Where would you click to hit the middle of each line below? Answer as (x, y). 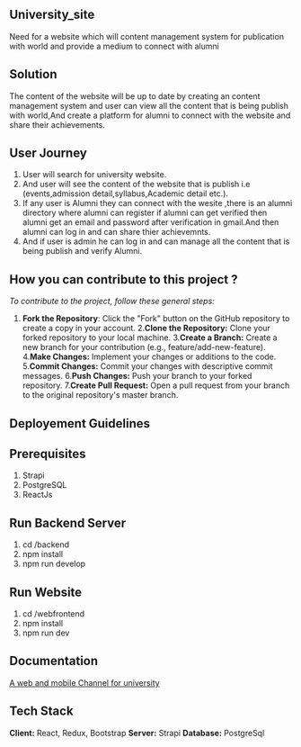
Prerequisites (48, 454)
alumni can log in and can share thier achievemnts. (116, 232)
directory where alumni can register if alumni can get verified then (145, 213)
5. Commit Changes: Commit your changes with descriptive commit (147, 366)
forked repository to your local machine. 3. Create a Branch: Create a (150, 337)
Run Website (46, 592)
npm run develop (54, 564)
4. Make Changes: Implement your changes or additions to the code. (149, 357)
